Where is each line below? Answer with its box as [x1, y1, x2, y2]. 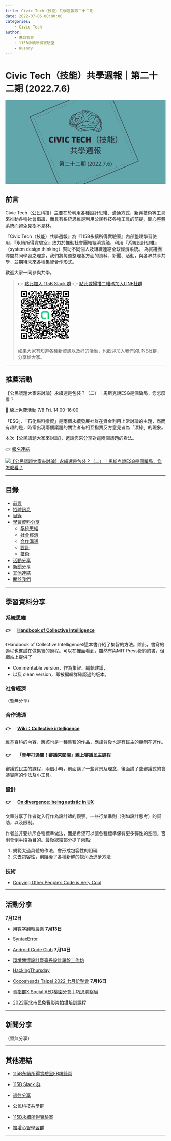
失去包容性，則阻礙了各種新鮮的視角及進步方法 [12, 853, 111, 860]
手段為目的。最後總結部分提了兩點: [18, 837, 92, 843]
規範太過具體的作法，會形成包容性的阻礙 [12, 847, 98, 853]
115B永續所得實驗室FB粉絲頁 [12, 1071, 73, 1077]
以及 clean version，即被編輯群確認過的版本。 [12, 671, 109, 677]
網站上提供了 [5, 654, 32, 660]
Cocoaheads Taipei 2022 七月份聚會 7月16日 [12, 978, 107, 984]
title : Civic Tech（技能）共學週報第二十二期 [5, 8, 94, 13]
